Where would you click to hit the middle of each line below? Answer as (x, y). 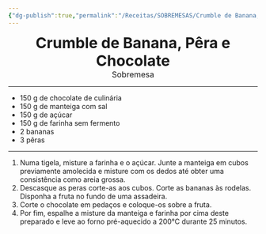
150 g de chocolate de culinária (71, 98)
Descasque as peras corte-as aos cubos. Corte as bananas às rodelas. (135, 187)
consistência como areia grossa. (72, 179)
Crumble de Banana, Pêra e (133, 43)
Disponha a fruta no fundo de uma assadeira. (93, 196)
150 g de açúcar (46, 115)
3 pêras (32, 140)
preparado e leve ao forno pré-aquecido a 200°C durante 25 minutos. (133, 221)
